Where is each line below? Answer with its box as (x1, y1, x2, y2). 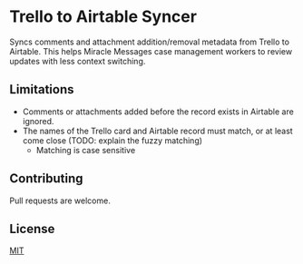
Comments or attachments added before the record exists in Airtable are (22, 106, 295, 117)
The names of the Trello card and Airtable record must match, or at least (22, 125, 293, 136)
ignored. (22, 115, 54, 126)
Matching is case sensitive (35, 144, 136, 155)
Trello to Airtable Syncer (9, 6, 198, 27)
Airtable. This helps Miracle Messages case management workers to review (9, 45, 293, 56)
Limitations (9, 82, 74, 97)
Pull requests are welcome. (9, 195, 111, 206)
